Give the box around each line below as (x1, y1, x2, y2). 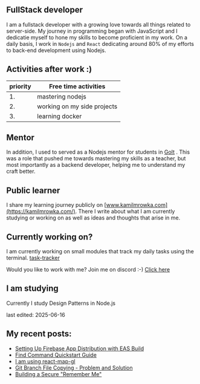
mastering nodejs (37, 92, 86, 100)
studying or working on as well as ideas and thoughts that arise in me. (6, 214, 181, 221)
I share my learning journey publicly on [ (6, 201, 107, 209)
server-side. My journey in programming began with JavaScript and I (6, 27, 178, 34)
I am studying (6, 284, 59, 294)
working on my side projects (37, 102, 118, 111)
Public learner (6, 185, 60, 195)
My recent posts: (6, 329, 72, 339)
